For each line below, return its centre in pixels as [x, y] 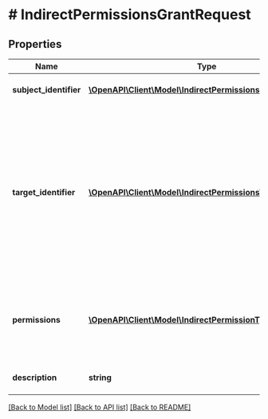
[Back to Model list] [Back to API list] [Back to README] [100, 407]
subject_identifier [47, 90]
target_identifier [44, 192]
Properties [35, 44]
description [35, 378]
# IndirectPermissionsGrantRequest [130, 15]
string [100, 378]
